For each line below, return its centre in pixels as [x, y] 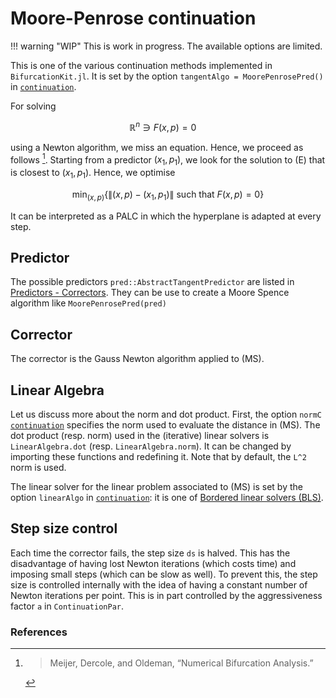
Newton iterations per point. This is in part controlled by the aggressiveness [166, 595]
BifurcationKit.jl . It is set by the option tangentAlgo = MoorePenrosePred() [167, 76]
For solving [33, 106]
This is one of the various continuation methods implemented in [141, 65]
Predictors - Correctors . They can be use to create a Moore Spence [150, 293]
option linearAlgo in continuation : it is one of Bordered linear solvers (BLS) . [167, 498]
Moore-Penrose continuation [133, 18]
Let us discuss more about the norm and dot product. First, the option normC [166, 414]
